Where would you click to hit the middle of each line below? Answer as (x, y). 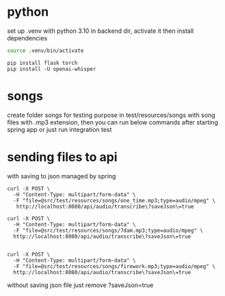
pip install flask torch (42, 63)
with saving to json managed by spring (62, 176)
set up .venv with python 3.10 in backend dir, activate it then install (100, 31)
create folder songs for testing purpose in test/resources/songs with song (111, 115)
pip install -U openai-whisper (52, 69)
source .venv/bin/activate (45, 51)
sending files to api (62, 157)
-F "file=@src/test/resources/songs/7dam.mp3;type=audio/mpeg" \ (108, 230)
